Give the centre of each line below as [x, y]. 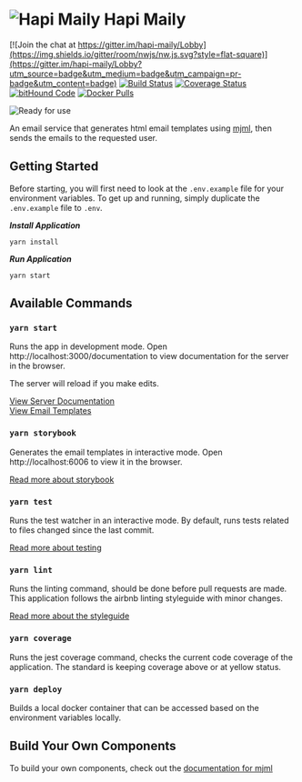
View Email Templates [50, 411]
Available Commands [71, 303]
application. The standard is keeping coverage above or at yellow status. [146, 667]
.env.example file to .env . [56, 207]
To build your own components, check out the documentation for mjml [141, 767]
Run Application [40, 258]
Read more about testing [55, 548]
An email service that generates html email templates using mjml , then [141, 128]
